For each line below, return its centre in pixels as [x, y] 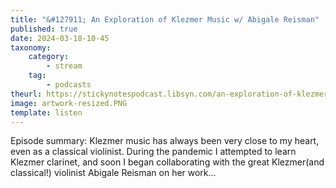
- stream [64, 66]
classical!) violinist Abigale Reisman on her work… [113, 173]
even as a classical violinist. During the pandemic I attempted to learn [153, 152]
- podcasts [69, 85]
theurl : [26, 94]
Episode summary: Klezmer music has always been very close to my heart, [165, 141]
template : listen [46, 112]
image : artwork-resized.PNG [69, 103]
